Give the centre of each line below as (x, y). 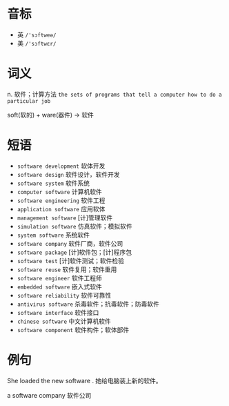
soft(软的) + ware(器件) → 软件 (51, 115)
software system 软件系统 (53, 183)
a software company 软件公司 (49, 395)
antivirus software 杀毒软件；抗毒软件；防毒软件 (88, 304)
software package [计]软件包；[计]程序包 (74, 252)
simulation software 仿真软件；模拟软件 (74, 226)
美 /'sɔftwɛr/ (37, 43)
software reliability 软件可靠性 (64, 295)
